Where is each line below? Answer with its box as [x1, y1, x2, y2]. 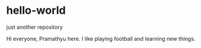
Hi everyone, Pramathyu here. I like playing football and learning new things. [6, 35, 196, 42]
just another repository [6, 23, 63, 31]
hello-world [6, 4, 66, 17]
